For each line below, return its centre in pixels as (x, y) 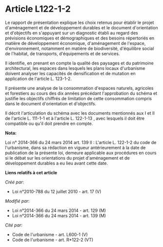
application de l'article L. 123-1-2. (38, 79)
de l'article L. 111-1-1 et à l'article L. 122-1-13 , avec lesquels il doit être (75, 118)
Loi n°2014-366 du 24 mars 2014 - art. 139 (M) (59, 215)
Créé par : (15, 182)
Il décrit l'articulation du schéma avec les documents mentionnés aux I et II (80, 113)
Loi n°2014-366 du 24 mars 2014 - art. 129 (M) (59, 210)
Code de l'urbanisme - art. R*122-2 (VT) (53, 240)
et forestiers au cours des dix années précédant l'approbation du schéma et (81, 93)
